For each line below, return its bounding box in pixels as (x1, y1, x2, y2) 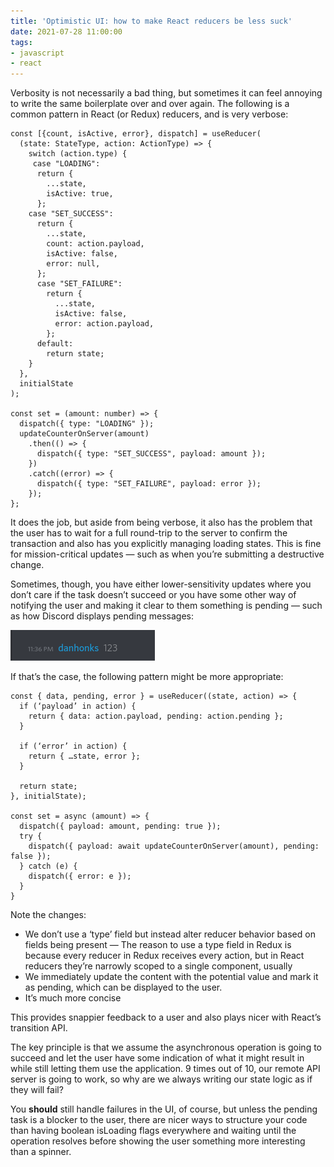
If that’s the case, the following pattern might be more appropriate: (10, 671, 284, 683)
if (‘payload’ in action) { (19, 701, 137, 712)
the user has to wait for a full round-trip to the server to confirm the (10, 527, 288, 539)
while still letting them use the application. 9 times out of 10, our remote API (10, 1063, 321, 1075)
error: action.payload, (54, 319, 155, 329)
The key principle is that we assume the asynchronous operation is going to (10, 1041, 322, 1054)
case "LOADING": (32, 159, 101, 169)
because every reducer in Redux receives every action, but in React (24, 950, 305, 962)
